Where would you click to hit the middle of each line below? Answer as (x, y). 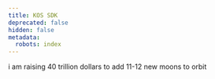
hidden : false (32, 30)
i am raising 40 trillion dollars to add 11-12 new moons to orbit (107, 66)
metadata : (24, 37)
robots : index (38, 45)
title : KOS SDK (33, 15)
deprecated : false (38, 23)
